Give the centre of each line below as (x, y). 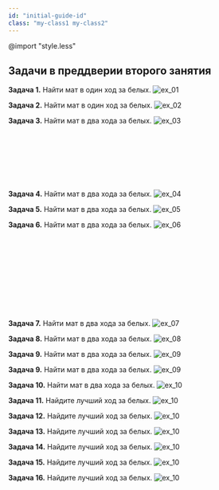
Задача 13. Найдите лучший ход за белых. (80, 432)
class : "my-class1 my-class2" (59, 23)
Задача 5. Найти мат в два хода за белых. (80, 210)
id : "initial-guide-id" (48, 16)
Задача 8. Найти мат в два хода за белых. (80, 339)
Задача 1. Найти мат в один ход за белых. (80, 90)
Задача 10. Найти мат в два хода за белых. (82, 385)
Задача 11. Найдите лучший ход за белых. (80, 401)
